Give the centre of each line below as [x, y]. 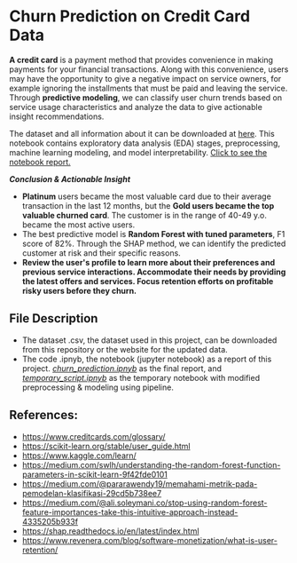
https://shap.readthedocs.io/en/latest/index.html [110, 531]
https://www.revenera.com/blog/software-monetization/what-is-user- [149, 540]
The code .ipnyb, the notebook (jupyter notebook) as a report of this [147, 359]
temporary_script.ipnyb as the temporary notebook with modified [141, 377]
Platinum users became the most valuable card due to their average [147, 196]
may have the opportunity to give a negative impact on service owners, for [145, 78]
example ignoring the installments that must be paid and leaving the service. [148, 88]
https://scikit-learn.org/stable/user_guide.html [106, 446]
